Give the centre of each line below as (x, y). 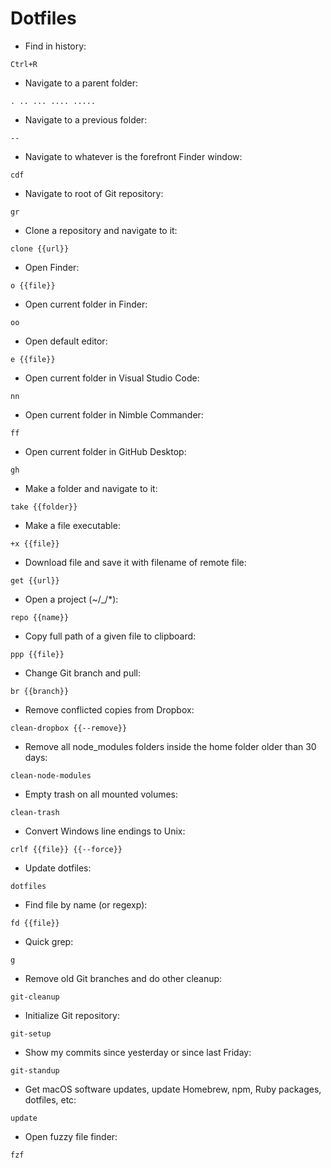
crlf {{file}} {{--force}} (66, 849)
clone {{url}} (40, 248)
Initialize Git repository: (72, 1015)
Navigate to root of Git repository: (94, 193)
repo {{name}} (40, 617)
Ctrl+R (24, 64)
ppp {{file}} (37, 654)
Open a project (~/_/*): (71, 599)
